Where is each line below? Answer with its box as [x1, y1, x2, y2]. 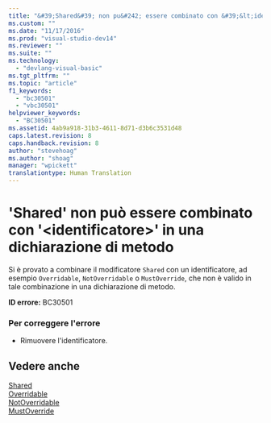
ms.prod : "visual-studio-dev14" [8, 34, 117, 43]
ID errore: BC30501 [8, 297, 73, 307]
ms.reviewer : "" [8, 42, 63, 50]
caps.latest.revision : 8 [8, 131, 92, 139]
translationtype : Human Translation [8, 169, 131, 177]
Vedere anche [8, 359, 81, 373]
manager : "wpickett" [8, 162, 78, 170]
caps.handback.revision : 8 [8, 139, 99, 147]
